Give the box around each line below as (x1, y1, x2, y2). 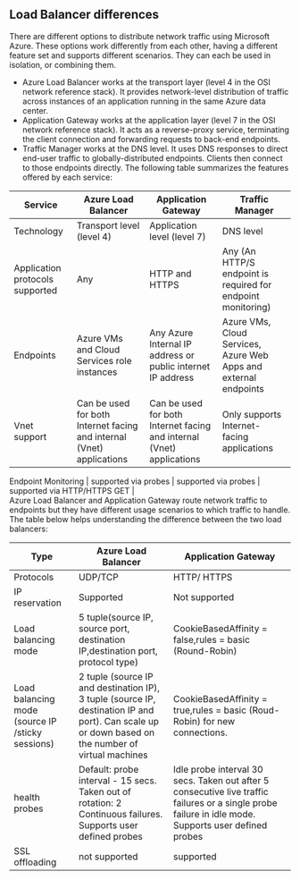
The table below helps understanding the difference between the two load (9, 513, 282, 524)
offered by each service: (21, 172, 113, 182)
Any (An (221, 245, 256, 258)
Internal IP (149, 337, 192, 350)
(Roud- (248, 704, 280, 716)
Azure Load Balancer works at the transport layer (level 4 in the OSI (21, 76, 271, 88)
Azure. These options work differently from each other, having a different (9, 40, 279, 51)
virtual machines (79, 749, 148, 761)
